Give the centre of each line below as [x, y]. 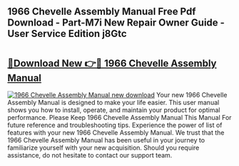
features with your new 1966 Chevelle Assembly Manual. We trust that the [116, 133]
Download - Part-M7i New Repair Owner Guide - [116, 23]
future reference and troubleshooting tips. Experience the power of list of [115, 125]
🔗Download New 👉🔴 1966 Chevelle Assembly [112, 63]
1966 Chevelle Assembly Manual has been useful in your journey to [106, 140]
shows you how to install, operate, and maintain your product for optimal [114, 110]
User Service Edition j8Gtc [67, 34]
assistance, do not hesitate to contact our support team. [90, 155]
